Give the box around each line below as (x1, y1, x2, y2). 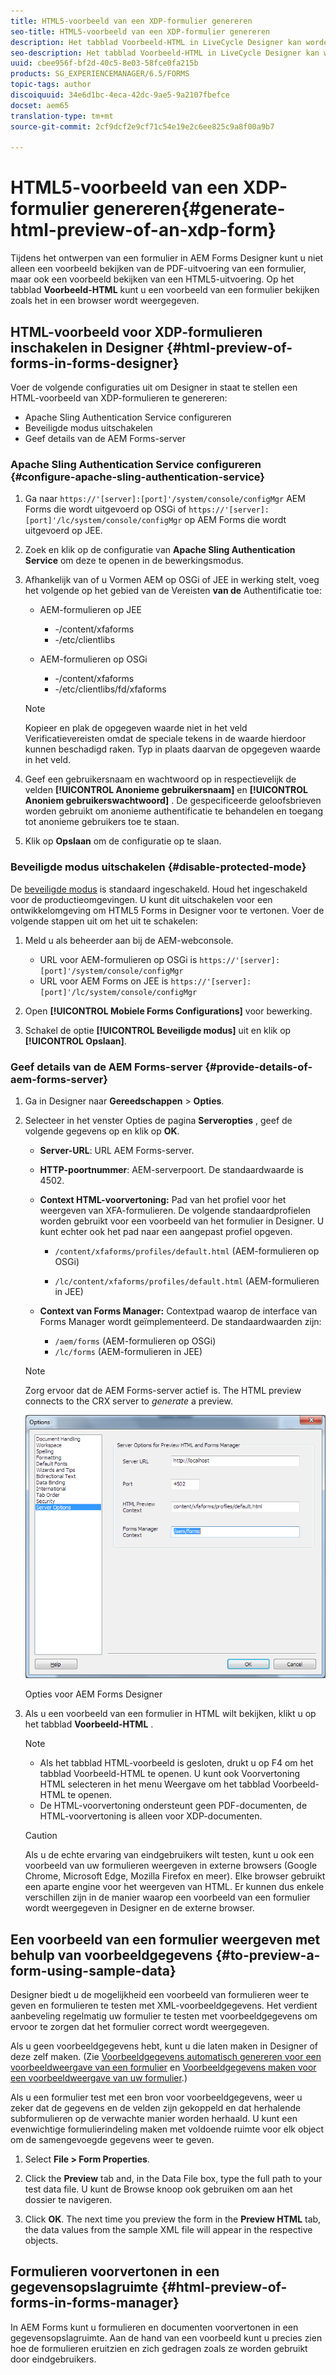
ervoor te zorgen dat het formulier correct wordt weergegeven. (10, 2020, 270, 2032)
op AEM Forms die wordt (184, 514, 287, 526)
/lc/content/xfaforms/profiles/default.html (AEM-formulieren (54, 1275, 320, 1287)
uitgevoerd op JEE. (24, 525, 103, 537)
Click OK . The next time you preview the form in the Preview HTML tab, (24, 2213, 322, 2225)
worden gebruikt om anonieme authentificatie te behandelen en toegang (24, 805, 324, 817)
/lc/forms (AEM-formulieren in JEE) (54, 1345, 203, 1357)
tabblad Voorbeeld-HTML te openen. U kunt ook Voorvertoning (39, 1768, 301, 1780)
